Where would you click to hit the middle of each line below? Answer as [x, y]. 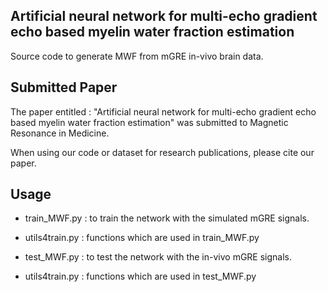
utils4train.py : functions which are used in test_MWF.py [140, 276]
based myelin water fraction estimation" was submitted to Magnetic [149, 122]
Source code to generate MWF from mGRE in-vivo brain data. [137, 56]
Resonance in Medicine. [60, 133]
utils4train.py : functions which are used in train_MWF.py [142, 238]
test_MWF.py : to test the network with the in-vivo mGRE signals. [158, 257]
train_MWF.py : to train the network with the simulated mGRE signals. [167, 218]
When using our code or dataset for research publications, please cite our [162, 152]
